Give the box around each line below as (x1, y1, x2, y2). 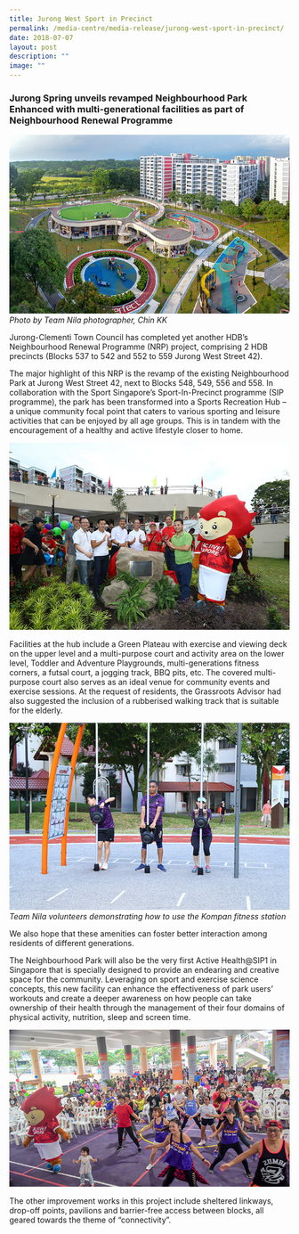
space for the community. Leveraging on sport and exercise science (9, 974, 260, 985)
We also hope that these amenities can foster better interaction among (9, 928, 268, 939)
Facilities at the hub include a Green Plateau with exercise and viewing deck (9, 638, 287, 650)
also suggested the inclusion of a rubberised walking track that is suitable (9, 695, 279, 706)
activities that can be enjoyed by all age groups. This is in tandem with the (9, 415, 281, 426)
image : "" (9, 61, 46, 70)
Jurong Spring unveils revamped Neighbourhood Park (9, 92, 247, 104)
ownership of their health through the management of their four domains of (9, 1002, 285, 1013)
